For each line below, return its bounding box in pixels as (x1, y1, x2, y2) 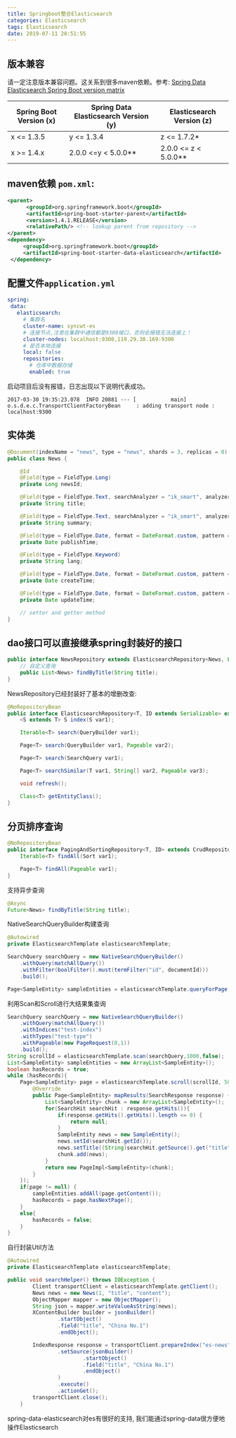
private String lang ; (20, 558, 83, 565)
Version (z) (173, 116, 212, 125)
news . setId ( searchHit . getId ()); (57, 1138, 152, 1145)
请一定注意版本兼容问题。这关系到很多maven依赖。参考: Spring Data (7, 78, 206, 87)
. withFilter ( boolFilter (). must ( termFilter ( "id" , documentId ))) (20, 966, 209, 973)
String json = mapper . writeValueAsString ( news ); (32, 1303, 178, 1310)
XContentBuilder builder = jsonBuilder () (32, 1309, 156, 1316)
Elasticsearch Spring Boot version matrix (7, 86, 125, 94)
